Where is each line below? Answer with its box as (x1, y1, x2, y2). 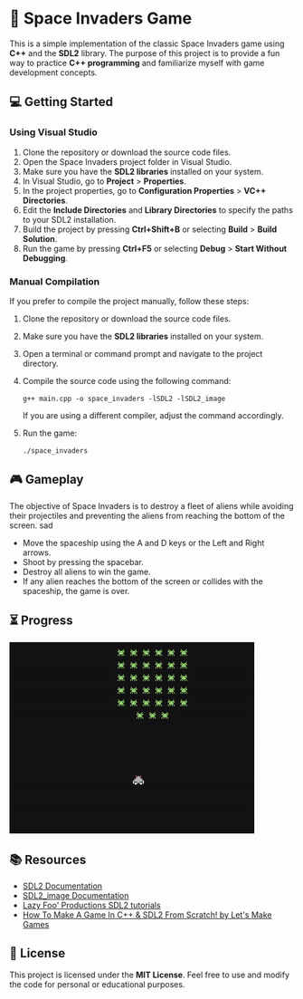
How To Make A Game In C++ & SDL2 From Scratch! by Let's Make (22, 909, 272, 920)
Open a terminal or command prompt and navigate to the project (22, 348, 263, 359)
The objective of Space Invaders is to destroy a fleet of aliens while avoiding (9, 500, 294, 511)
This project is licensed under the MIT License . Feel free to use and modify (9, 969, 290, 981)
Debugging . (22, 253, 68, 264)
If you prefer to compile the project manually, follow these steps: (9, 295, 250, 306)
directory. (22, 358, 59, 369)
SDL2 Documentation (22, 880, 102, 891)
